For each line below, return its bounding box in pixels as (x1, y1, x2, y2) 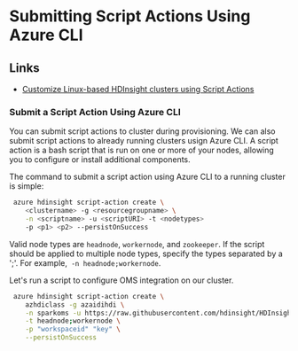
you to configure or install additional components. (9, 154, 191, 165)
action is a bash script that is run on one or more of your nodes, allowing (9, 144, 275, 156)
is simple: (9, 181, 44, 191)
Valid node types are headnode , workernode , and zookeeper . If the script (9, 238, 265, 249)
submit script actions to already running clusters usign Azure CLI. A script (9, 136, 279, 146)
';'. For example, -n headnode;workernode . (9, 257, 161, 268)
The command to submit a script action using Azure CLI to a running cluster (9, 171, 286, 183)
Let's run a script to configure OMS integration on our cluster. (9, 275, 234, 285)
